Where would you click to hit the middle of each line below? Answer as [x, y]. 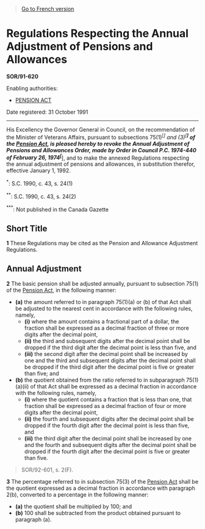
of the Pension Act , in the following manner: [61, 290]
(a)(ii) [22, 386]
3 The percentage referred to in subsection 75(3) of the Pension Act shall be [103, 481]
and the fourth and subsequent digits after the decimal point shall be [110, 445]
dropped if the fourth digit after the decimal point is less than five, [107, 425]
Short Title [27, 228]
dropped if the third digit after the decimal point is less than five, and [110, 347]
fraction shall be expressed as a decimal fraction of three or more [106, 328]
